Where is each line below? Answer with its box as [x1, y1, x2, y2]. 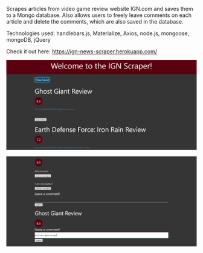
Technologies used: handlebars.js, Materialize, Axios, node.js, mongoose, [6, 30, 189, 37]
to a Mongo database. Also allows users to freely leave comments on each [6, 11, 192, 19]
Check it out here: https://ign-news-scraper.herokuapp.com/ [6, 48, 157, 55]
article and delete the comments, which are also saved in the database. [6, 18, 184, 25]
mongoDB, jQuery [6, 36, 51, 43]
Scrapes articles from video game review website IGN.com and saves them [6, 5, 193, 12]
